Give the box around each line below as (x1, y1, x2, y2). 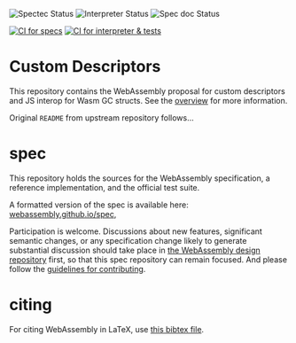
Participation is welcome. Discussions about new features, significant (9, 226, 263, 237)
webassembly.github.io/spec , (9, 208, 117, 219)
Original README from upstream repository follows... (9, 112, 194, 123)
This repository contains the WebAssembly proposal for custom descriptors (9, 85, 285, 97)
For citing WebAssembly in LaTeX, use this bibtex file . (9, 324, 205, 334)
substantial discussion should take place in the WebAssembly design (9, 245, 261, 255)
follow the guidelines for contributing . (9, 263, 146, 274)
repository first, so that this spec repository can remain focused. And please (9, 253, 288, 265)
